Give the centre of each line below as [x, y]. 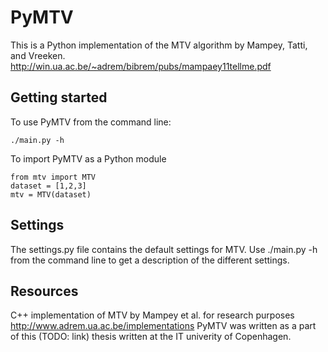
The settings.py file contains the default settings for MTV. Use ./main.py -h [164, 249]
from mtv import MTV [53, 177]
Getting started [59, 97]
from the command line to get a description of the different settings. [150, 260]
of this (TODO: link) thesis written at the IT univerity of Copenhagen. [151, 337]
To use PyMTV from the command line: [91, 122]
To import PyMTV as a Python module [88, 158]
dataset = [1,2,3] [48, 186]
